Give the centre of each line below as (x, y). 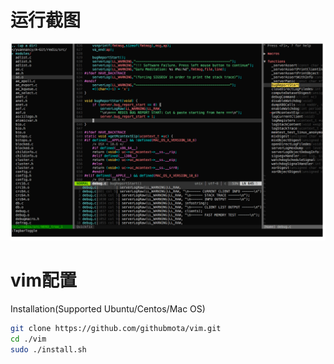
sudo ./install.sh (48, 349)
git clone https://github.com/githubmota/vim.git (116, 328)
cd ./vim (28, 339)
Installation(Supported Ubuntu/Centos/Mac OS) (108, 308)
